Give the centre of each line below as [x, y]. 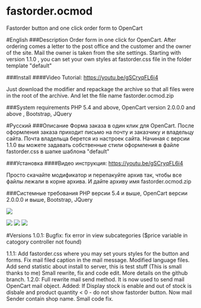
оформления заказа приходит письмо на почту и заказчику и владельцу [100, 132]
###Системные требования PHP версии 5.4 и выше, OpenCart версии [97, 193]
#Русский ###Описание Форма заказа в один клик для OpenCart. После [100, 125]
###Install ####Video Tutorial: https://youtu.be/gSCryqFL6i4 [82, 77]
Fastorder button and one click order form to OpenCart [75, 28]
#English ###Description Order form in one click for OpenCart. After [91, 39]
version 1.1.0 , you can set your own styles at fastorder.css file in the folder [99, 59]
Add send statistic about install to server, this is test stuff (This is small [94, 266]
